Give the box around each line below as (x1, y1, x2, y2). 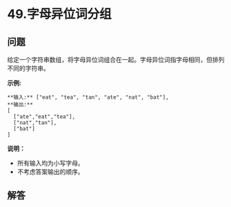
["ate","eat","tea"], (13, 113, 76, 120)
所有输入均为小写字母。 (17, 159, 84, 167)
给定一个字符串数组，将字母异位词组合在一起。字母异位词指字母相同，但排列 (7, 56, 225, 63)
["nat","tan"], (13, 119, 57, 126)
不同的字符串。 (7, 64, 50, 72)
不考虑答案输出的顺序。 (17, 168, 84, 176)
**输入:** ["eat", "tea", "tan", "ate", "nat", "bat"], (7, 94, 169, 101)
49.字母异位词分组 (7, 6, 112, 22)
